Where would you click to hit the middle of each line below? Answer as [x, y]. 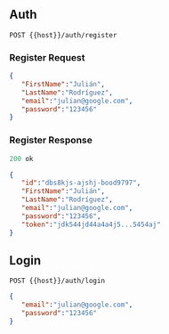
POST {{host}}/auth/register [63, 35]
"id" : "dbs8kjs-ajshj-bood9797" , [81, 183]
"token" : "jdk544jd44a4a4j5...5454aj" [91, 224]
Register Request [48, 57]
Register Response [51, 140]
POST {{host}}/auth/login [57, 281]
